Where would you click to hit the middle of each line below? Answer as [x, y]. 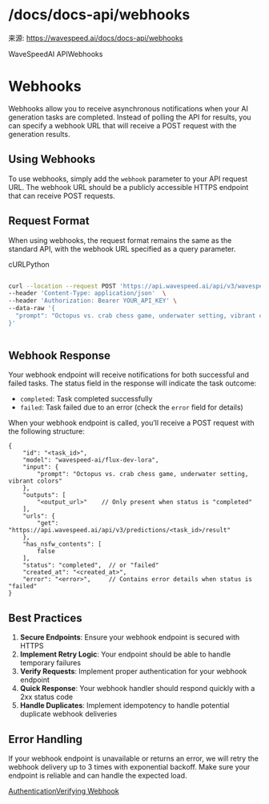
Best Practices [45, 618]
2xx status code [46, 697]
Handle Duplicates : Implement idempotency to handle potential [124, 705]
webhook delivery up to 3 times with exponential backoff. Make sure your [129, 767]
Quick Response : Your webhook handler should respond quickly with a [137, 689]
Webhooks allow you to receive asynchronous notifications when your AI [128, 108]
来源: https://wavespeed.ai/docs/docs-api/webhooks [96, 38]
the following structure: [47, 431]
